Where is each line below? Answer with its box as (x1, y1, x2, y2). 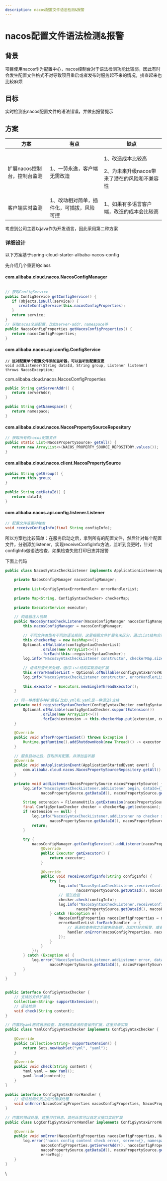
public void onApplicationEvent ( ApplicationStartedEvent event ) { (14, 763, 155, 768)
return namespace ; (11, 408, 50, 414)
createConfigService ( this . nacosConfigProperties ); (18, 303, 126, 308)
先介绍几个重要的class (5, 262, 51, 268)
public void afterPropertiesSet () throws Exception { (14, 735, 128, 740)
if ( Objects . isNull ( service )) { (11, 299, 79, 304)
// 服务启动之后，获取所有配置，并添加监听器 (14, 754, 95, 759)
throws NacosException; (5, 367, 55, 372)
